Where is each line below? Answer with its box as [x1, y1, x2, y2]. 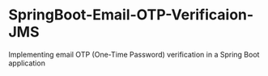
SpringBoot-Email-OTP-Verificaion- [8, 6, 254, 24]
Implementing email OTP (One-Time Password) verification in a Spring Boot [8, 49, 260, 59]
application [8, 58, 46, 68]
